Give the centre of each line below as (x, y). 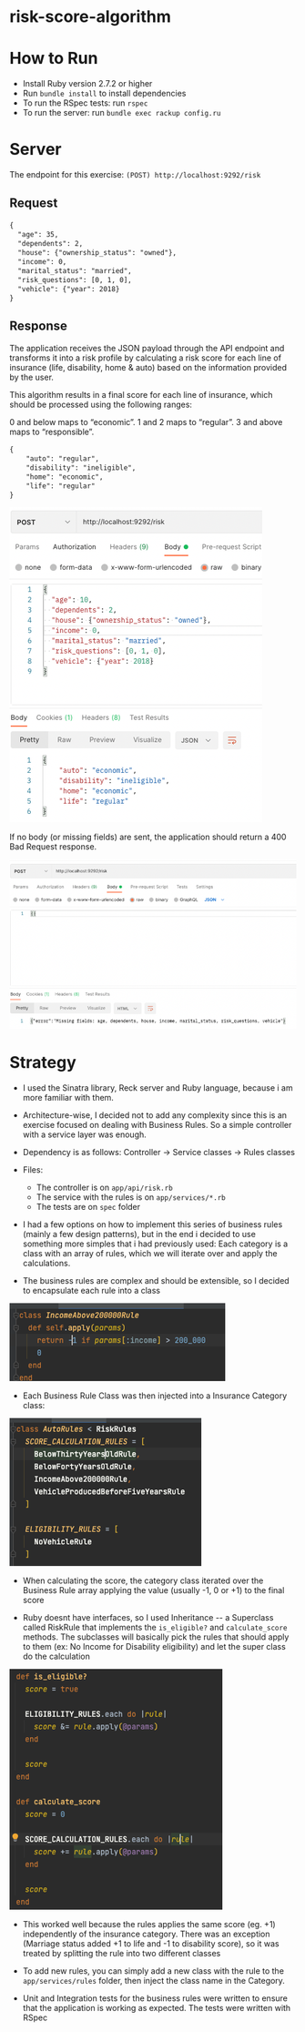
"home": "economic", (65, 477)
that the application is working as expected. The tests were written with (157, 2007)
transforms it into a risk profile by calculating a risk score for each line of (146, 358)
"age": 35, (38, 234)
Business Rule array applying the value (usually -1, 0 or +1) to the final (153, 1590)
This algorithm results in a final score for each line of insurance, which (141, 394)
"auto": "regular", (63, 458)
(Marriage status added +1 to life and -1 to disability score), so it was (151, 1943)
